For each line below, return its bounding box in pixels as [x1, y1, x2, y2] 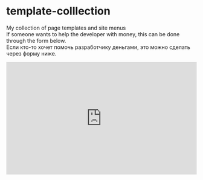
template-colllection [6, 4, 111, 18]
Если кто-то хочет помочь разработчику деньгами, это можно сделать [6, 43, 190, 51]
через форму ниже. [6, 50, 57, 57]
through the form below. [6, 37, 66, 44]
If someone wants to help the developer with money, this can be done [6, 30, 180, 37]
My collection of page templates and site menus [6, 24, 126, 31]
